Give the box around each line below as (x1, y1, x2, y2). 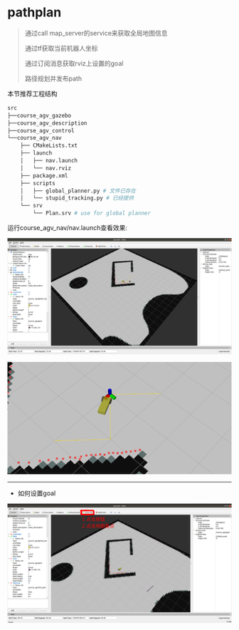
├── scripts (20, 180, 55, 187)
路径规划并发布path (24, 74, 83, 83)
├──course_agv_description (7, 119, 87, 127)
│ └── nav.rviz (20, 165, 72, 172)
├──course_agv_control (7, 127, 75, 134)
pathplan (7, 4, 62, 21)
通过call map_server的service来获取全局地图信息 (24, 29, 169, 37)
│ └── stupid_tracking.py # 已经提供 (20, 195, 134, 202)
